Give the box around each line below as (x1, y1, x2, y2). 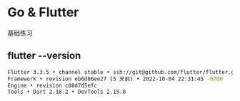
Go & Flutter (7, 4, 79, 21)
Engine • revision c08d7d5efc (7, 82, 98, 89)
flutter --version (7, 50, 81, 62)
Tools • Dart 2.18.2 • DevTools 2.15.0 (7, 88, 126, 96)
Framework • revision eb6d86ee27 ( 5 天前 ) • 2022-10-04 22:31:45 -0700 (7, 75, 224, 83)
